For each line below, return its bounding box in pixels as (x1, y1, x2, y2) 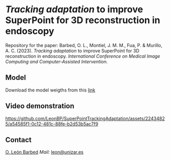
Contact (5, 135, 32, 144)
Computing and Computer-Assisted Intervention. (5, 58, 108, 64)
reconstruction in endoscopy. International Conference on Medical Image (5, 53, 160, 59)
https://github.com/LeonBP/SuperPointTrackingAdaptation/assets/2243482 (5, 115, 165, 121)
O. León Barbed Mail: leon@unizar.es (5, 149, 83, 155)
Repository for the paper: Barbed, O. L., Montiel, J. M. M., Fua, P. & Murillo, (5, 42, 163, 48)
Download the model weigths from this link (5, 87, 96, 93)
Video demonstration (5, 102, 75, 110)
